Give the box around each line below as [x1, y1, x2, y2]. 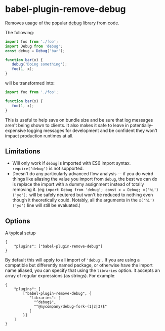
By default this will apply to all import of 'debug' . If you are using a [5, 257, 140, 263]
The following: [5, 29, 35, 35]
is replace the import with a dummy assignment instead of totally [12, 181, 144, 187]
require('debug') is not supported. [12, 165, 84, 172]
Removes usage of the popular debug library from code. [5, 20, 120, 26]
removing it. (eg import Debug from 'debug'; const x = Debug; [12, 187, 141, 193]
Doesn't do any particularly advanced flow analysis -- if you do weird [12, 171, 154, 177]
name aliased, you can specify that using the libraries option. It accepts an [5, 267, 160, 273]
